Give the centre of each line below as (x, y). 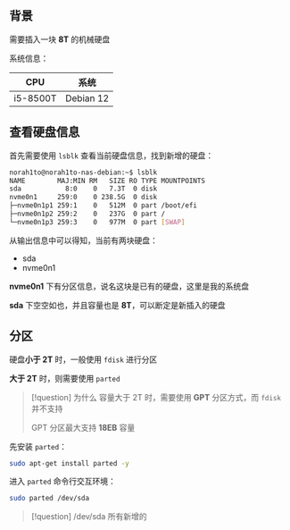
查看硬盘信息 (45, 132)
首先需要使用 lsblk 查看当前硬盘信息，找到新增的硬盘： (112, 156)
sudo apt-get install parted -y (69, 463)
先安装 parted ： (38, 446)
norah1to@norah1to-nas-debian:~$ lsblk (83, 172)
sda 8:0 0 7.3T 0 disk (83, 189)
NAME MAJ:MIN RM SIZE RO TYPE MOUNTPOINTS (107, 181)
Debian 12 (87, 98)
